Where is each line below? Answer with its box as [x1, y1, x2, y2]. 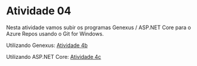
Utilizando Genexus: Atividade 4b [6, 42, 88, 49]
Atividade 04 [6, 4, 72, 18]
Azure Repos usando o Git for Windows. [6, 30, 104, 37]
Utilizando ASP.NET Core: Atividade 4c [6, 53, 101, 60]
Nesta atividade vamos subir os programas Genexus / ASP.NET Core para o [6, 24, 191, 31]
